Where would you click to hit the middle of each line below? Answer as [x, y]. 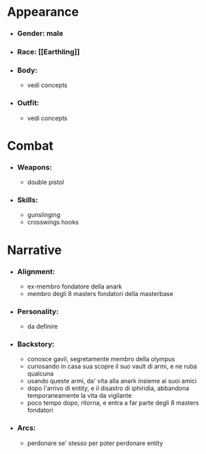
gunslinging [44, 215]
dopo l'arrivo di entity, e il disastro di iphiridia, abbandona [108, 388]
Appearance [43, 12]
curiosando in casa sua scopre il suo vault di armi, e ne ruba [112, 366]
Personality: [38, 311]
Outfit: [28, 103]
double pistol [46, 182]
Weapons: [35, 167]
